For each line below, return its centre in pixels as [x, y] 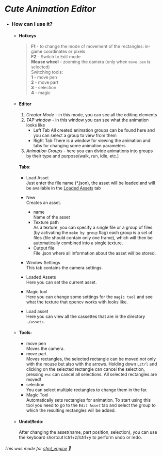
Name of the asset [52, 217]
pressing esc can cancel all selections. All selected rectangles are [91, 374]
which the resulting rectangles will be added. [71, 410]
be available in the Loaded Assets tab [64, 188]
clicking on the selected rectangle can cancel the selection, [85, 369]
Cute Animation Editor [50, 9]
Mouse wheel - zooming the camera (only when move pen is [91, 62]
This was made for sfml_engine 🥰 [38, 448]
